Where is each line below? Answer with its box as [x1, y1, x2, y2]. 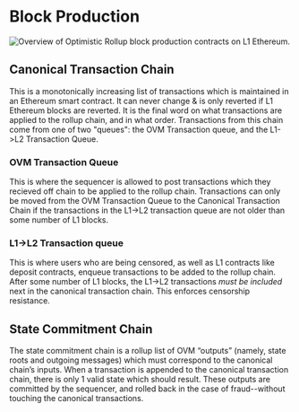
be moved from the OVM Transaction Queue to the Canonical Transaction [9, 196, 280, 206]
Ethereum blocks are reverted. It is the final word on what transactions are [9, 105, 283, 116]
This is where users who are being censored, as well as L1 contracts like [9, 258, 275, 268]
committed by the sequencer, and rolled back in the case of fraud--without [9, 383, 286, 394]
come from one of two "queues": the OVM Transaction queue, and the [9, 124, 269, 135]
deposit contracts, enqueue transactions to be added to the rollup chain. [9, 267, 276, 277]
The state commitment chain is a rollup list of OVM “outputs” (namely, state [9, 346, 286, 356]
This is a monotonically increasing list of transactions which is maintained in [9, 85, 289, 96]
